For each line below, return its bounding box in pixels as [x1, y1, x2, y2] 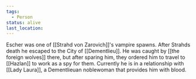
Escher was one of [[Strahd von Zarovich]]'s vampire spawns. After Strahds [6, 41, 191, 48]
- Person [11, 14, 33, 20]
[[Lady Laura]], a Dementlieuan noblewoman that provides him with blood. [6, 66, 187, 74]
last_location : [6, 25, 44, 31]
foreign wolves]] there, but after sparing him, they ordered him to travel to [6, 54, 185, 61]
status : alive [6, 19, 41, 25]
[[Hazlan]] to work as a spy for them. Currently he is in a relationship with [6, 60, 184, 67]
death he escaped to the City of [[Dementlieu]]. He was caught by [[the [6, 48, 180, 55]
